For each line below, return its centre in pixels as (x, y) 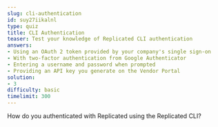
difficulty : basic (33, 90)
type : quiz (23, 26)
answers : (20, 45)
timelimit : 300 (29, 97)
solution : (21, 77)
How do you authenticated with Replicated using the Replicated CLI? (104, 116)
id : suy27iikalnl (32, 20)
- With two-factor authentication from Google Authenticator (97, 58)
